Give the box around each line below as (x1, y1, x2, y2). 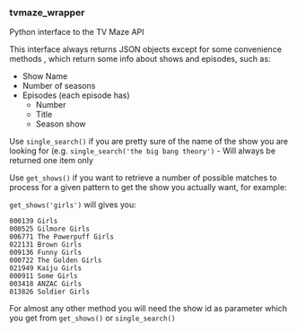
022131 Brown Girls (9, 240, 83, 249)
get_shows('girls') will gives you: (9, 199, 136, 210)
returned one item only (9, 155, 94, 166)
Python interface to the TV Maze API (9, 27, 145, 38)
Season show (35, 118, 86, 129)
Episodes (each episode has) (22, 90, 130, 100)
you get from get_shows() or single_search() (9, 312, 176, 324)
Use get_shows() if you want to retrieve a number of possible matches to (9, 172, 277, 183)
